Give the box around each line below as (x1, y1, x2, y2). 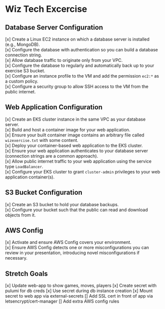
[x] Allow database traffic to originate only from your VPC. (5, 57, 123, 63)
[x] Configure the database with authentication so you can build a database (5, 47, 158, 52)
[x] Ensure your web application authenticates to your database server (5, 147, 148, 154)
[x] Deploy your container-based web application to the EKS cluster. (5, 142, 143, 148)
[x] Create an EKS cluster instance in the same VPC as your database (5, 116, 146, 122)
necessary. (5, 255, 28, 261)
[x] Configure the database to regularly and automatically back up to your (5, 63, 154, 68)
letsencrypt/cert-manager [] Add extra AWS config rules (5, 298, 120, 305)
